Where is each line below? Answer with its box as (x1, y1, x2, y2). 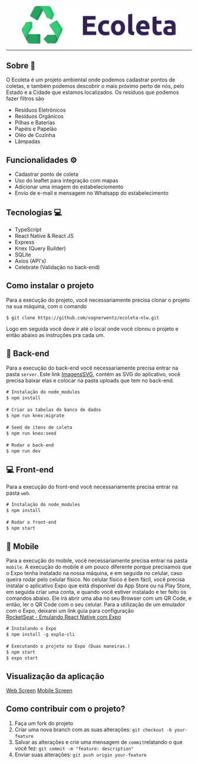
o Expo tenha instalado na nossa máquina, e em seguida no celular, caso (6, 570, 183, 577)
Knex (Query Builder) (14, 244, 66, 252)
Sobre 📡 (6, 60, 36, 70)
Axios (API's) (14, 257, 47, 265)
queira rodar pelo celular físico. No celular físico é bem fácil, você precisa (6, 576, 185, 583)
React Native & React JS (14, 232, 74, 239)
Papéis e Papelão (14, 125, 57, 132)
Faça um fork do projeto (14, 720, 74, 727)
